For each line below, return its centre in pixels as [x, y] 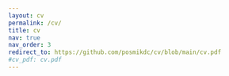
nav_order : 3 [30, 45]
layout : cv [26, 15]
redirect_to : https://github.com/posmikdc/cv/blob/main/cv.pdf [115, 52]
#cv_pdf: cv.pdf [35, 60]
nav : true [25, 38]
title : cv [25, 30]
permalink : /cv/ [35, 23]
